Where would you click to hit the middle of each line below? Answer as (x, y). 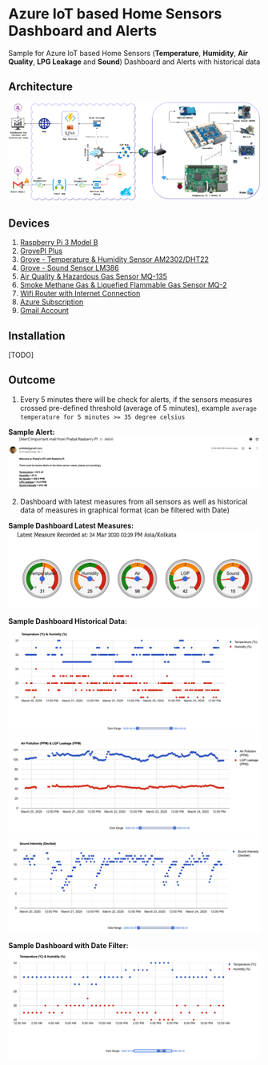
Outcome (32, 380)
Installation (37, 336)
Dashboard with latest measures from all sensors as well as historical (134, 502)
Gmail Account (44, 311)
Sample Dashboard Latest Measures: (71, 526)
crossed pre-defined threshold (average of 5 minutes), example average (138, 408)
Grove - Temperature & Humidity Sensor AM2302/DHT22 (114, 259)
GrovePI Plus (41, 251)
